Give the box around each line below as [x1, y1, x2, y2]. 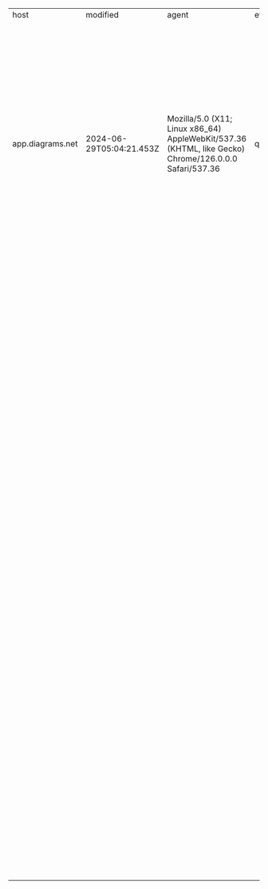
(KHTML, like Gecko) [167, 143, 246, 154]
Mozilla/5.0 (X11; [167, 114, 233, 124]
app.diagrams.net [12, 138, 78, 149]
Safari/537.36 [167, 163, 221, 174]
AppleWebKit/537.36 [167, 134, 247, 144]
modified [85, 10, 120, 20]
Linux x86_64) [167, 123, 222, 134]
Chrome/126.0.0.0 [167, 153, 238, 164]
